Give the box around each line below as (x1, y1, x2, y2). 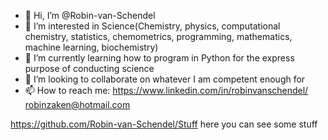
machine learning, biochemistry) (24, 41, 159, 53)
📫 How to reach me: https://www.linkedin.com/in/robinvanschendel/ (24, 85, 309, 96)
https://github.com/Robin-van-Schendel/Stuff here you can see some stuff (10, 118, 318, 130)
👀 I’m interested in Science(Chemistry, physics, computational (24, 20, 281, 32)
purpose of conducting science (24, 63, 155, 74)
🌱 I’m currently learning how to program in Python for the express (24, 52, 295, 64)
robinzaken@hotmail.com (24, 99, 131, 110)
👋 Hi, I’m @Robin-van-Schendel (24, 10, 156, 21)
